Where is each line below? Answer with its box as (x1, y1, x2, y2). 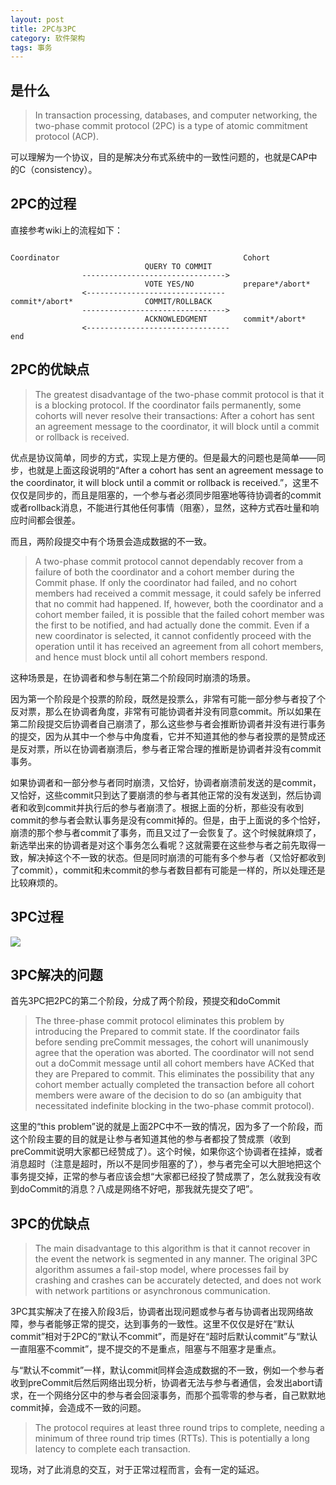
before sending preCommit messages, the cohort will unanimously (34, 1036, 309, 1048)
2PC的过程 (10, 196, 77, 213)
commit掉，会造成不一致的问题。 (10, 1402, 147, 1414)
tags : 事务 (10, 42, 53, 53)
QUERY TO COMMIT (144, 261, 213, 271)
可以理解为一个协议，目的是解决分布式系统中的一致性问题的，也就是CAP (10, 151, 309, 163)
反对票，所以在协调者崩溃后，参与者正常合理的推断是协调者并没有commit (18, 742, 322, 755)
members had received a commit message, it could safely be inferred (34, 587, 322, 599)
